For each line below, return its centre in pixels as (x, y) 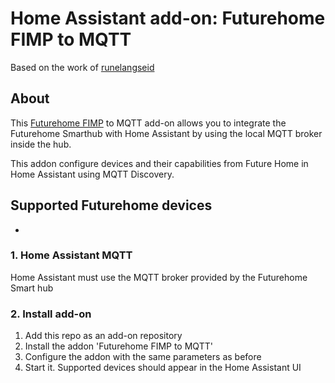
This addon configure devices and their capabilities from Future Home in (159, 163)
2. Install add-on (51, 314)
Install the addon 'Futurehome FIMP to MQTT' (118, 346)
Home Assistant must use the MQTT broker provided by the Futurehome (159, 277)
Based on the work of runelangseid (82, 67)
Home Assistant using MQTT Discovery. (92, 174)
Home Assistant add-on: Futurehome (168, 18)
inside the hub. (41, 144)
